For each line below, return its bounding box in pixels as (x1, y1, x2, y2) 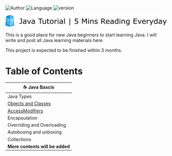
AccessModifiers (7, 108, 44, 114)
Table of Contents (5, 65, 83, 77)
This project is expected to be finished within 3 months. (5, 47, 123, 53)
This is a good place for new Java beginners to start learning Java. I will (5, 32, 157, 38)
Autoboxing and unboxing (7, 129, 62, 135)
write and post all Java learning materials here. (5, 37, 104, 44)
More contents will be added (7, 143, 70, 149)
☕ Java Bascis (23, 84, 55, 90)
